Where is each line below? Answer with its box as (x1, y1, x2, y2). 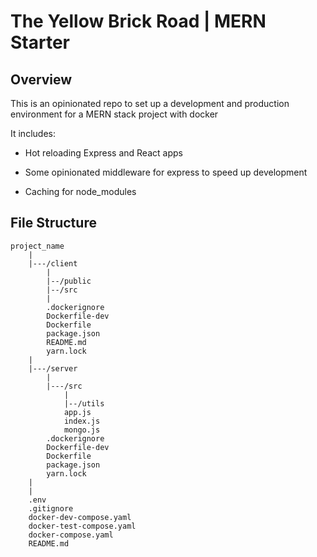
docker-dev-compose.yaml (28, 512, 132, 522)
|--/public (46, 276, 92, 286)
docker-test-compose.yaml (28, 521, 137, 531)
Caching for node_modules (24, 186, 137, 197)
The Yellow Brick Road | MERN (10, 10, 267, 33)
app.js (63, 407, 92, 417)
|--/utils (63, 398, 105, 409)
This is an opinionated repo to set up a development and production (10, 98, 290, 109)
